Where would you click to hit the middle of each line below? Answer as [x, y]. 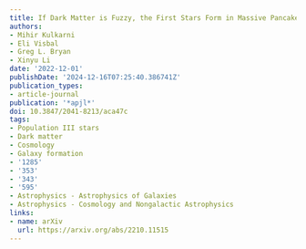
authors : [26, 26]
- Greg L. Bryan [40, 52]
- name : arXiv [36, 221]
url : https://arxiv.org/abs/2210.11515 [93, 230]
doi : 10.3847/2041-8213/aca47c [69, 111]
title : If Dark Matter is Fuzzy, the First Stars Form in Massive [138, 18]
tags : [20, 119]
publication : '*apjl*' [52, 103]
